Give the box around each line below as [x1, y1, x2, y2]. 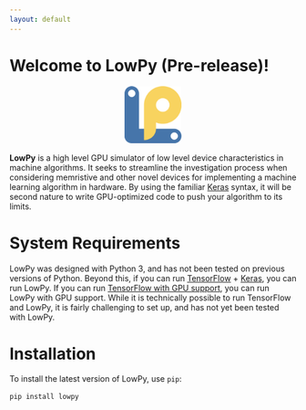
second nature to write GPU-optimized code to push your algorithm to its [9, 191, 283, 202]
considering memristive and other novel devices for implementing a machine [9, 172, 297, 183]
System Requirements [9, 233, 180, 253]
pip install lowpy [9, 393, 79, 402]
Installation [9, 343, 97, 364]
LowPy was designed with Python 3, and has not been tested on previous [9, 263, 285, 274]
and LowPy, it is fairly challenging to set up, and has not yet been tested [9, 301, 280, 312]
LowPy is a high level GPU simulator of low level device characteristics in [9, 152, 284, 163]
